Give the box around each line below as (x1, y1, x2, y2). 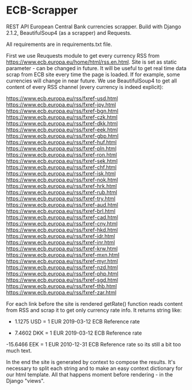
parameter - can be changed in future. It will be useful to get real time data (6, 64, 187, 71)
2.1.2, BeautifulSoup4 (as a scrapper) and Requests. (6, 29, 132, 36)
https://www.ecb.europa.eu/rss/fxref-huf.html (6, 138, 117, 146)
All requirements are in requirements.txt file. (6, 41, 113, 48)
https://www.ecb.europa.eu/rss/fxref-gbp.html (6, 132, 119, 139)
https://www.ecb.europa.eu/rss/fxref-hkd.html (6, 226, 119, 233)
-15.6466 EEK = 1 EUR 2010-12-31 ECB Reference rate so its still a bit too (6, 341, 181, 348)
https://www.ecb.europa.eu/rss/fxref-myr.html (6, 257, 119, 265)
